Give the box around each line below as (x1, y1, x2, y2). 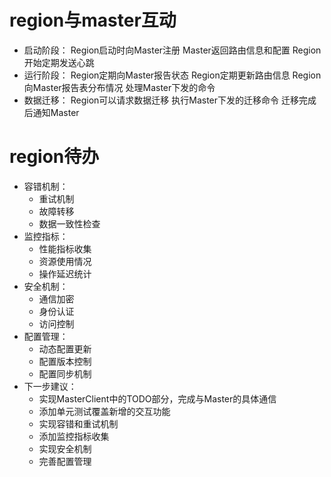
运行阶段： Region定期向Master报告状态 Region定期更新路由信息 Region (23, 69, 322, 81)
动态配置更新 (38, 342, 92, 355)
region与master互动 (9, 9, 177, 32)
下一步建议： (23, 380, 77, 392)
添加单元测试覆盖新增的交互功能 (38, 405, 171, 417)
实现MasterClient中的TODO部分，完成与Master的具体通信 (38, 392, 277, 405)
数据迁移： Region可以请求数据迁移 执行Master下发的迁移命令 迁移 (23, 94, 299, 106)
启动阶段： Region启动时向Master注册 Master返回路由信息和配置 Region (23, 44, 322, 56)
